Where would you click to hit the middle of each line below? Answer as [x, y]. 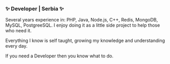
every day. [16, 46]
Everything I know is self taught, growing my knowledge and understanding [85, 40]
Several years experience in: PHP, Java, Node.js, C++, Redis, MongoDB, [82, 20]
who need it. [18, 31]
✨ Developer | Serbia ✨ [35, 9]
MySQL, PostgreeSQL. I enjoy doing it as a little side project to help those [83, 25]
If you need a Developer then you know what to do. [60, 56]
